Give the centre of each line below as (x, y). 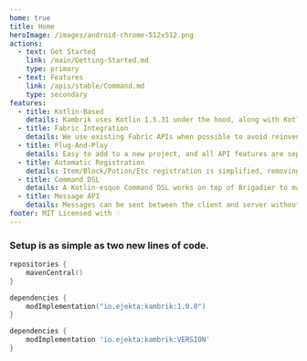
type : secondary (57, 94)
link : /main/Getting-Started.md (87, 60)
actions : (26, 43)
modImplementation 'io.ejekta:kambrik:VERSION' (118, 340)
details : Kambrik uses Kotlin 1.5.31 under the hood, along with (153, 120)
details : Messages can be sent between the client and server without (163, 205)
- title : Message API (59, 196)
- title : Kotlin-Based (61, 111)
